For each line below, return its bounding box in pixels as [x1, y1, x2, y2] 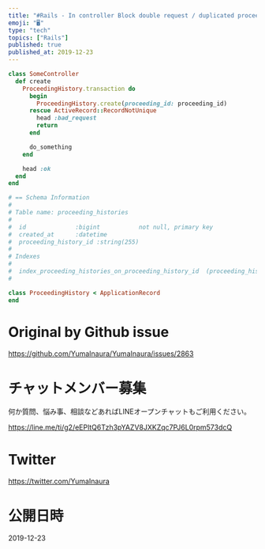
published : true [8, 41, 62, 49]
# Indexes [8, 252, 41, 261]
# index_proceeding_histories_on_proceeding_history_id [8, 267, 200, 275]
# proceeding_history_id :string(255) [8, 238, 140, 246]
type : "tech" [8, 26, 51, 34]
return [36, 122, 58, 130]
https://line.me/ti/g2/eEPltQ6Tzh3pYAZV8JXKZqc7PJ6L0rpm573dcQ [8, 422, 233, 432]
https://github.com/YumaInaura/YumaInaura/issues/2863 [8, 349, 194, 358]
